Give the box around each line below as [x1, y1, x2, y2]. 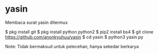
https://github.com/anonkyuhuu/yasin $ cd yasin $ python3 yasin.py [5, 34, 144, 40]
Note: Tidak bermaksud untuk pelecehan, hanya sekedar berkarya [5, 43, 139, 49]
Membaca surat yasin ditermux [5, 19, 68, 25]
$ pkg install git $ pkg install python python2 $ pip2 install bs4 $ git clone [5, 29, 154, 35]
